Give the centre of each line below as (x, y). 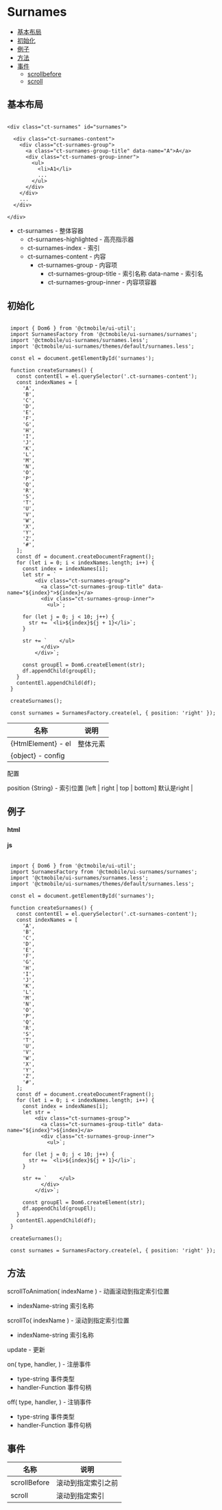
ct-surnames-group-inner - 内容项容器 (102, 282)
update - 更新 (26, 1349)
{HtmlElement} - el (41, 743)
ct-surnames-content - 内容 (66, 256)
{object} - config (38, 755)
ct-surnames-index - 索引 (63, 247)
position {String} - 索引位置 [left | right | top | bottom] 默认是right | (100, 788)
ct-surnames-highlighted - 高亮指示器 (81, 239)
